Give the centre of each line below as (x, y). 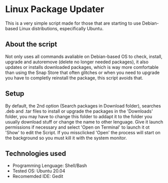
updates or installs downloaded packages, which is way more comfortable (82, 67)
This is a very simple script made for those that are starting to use (73, 23)
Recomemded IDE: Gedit (38, 176)
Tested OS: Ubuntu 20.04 (39, 171)
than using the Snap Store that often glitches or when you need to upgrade (82, 72)
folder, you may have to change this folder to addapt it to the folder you (79, 116)
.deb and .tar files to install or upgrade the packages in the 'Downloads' (79, 111)
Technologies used (36, 154)
